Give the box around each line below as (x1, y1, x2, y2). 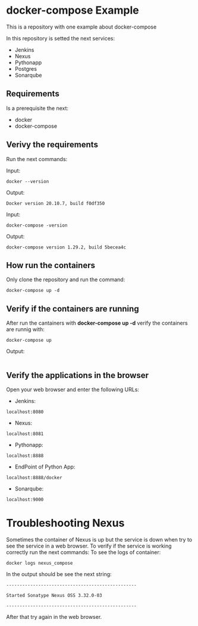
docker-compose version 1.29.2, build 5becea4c (6, 244, 127, 250)
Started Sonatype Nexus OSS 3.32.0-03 (6, 592, 102, 598)
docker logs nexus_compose (6, 560, 73, 566)
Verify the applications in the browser (6, 370, 149, 380)
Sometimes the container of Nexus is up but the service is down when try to (6, 536, 192, 543)
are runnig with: (6, 326, 45, 333)
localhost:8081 (6, 431, 44, 437)
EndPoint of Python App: (14, 463, 76, 470)
